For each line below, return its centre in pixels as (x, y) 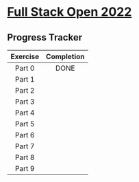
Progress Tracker (45, 37)
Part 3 (25, 102)
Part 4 (25, 113)
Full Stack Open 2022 (69, 12)
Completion (65, 57)
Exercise (25, 57)
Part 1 (25, 79)
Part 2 (25, 90)
